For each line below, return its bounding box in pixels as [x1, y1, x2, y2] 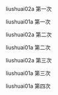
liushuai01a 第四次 [5, 82, 51, 90]
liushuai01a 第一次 [5, 18, 51, 25]
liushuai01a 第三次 [5, 70, 51, 77]
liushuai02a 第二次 [5, 31, 52, 38]
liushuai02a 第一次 [5, 5, 52, 12]
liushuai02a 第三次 [5, 57, 52, 64]
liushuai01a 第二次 [5, 44, 51, 51]
